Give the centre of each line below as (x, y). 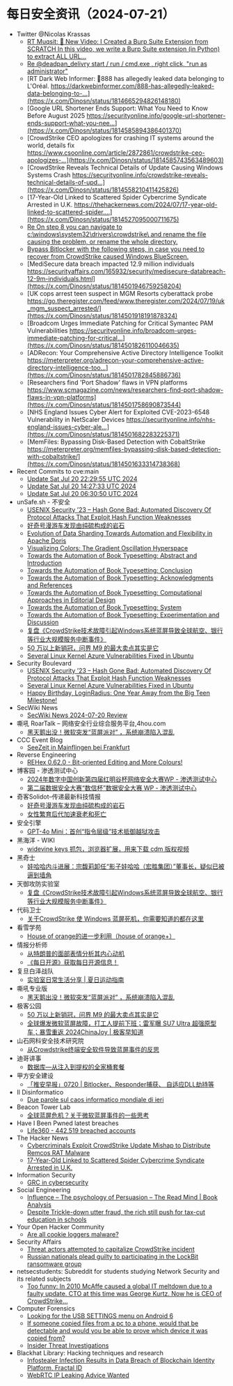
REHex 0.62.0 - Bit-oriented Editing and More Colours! (105, 762)
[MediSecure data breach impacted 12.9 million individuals (111, 264)
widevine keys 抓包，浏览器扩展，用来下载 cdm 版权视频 (108, 849)
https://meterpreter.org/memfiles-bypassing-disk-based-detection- (124, 449)
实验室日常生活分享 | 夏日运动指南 (75, 979)
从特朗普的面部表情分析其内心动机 (76, 954)
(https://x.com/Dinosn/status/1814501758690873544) (104, 405)
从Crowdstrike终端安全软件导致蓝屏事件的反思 (93, 1049)
